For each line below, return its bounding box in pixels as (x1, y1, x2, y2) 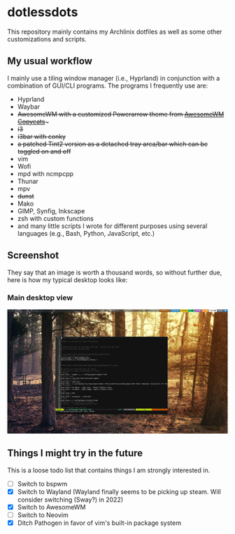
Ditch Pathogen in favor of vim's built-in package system (17, 519, 182, 527)
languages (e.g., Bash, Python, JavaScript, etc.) (17, 229, 155, 237)
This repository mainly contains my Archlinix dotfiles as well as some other (7, 27, 222, 36)
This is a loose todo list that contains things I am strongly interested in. (7, 466, 211, 474)
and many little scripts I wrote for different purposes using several (17, 222, 208, 230)
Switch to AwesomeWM (17, 502, 86, 511)
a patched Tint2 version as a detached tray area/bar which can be (17, 140, 208, 148)
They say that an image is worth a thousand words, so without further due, (7, 268, 222, 276)
